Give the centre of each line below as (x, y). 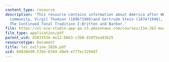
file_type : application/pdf (35, 33)
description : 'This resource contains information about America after (82, 14)
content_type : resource (30, 10)
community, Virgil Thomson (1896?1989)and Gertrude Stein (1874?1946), (87, 19)
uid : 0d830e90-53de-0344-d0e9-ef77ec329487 (52, 51)
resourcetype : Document (30, 42)
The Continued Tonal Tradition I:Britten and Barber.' (68, 24)
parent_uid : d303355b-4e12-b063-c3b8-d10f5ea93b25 (59, 38)
